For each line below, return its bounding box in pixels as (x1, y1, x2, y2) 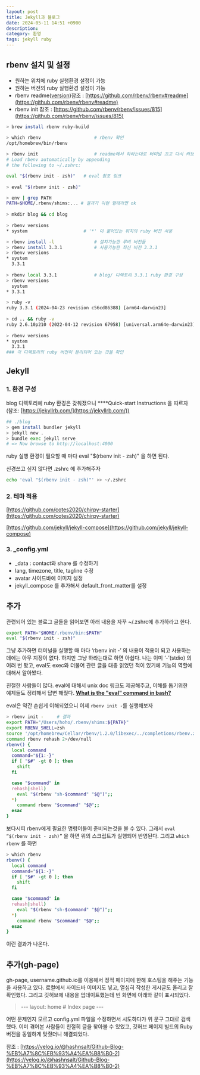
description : (6, 25, 39, 32)
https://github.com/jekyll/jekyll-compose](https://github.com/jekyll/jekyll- (8, 524, 189, 531)
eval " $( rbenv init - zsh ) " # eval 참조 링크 (6, 173, 121, 179)
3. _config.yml (6, 545, 49, 554)
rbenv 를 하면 (6, 840, 37, 847)
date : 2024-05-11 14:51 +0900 (6, 20, 82, 26)
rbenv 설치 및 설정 (6, 60, 70, 70)
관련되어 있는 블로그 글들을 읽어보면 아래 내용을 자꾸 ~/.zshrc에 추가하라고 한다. (6, 618, 192, 625)
